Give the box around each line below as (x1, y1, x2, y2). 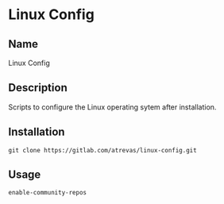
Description (8, 81, 68, 94)
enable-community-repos (8, 189, 87, 197)
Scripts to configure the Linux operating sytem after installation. (8, 102, 217, 112)
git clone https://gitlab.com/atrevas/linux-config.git (8, 146, 197, 154)
